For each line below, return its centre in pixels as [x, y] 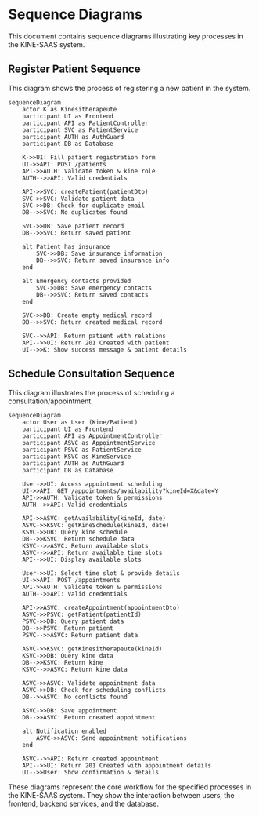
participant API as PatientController [85, 123]
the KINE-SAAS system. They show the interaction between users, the [121, 795]
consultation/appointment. [51, 401]
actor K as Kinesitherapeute [70, 109]
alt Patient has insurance [66, 246]
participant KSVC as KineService [77, 457]
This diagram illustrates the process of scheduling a [92, 392]
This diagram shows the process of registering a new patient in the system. [129, 88]
